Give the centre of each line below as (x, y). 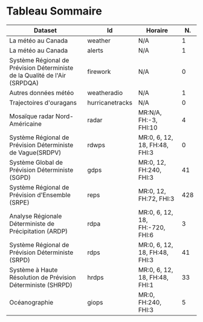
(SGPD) (20, 177)
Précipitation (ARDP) (39, 231)
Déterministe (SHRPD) (41, 284)
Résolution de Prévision (43, 277)
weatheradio (105, 93)
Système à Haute (34, 269)
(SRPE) (19, 202)
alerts (95, 50)
